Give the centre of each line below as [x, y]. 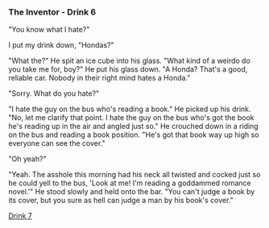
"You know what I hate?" [49, 30]
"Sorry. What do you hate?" [54, 93]
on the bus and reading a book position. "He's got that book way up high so [134, 135]
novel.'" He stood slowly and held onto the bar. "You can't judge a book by [132, 192]
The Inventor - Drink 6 [52, 12]
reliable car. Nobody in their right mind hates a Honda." [99, 78]
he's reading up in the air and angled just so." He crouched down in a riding [134, 126]
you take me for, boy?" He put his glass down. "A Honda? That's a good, [128, 69]
